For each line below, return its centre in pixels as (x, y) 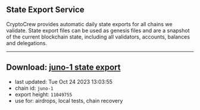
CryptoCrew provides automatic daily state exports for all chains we (89, 24)
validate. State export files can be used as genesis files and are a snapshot (98, 30)
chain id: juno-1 (34, 88)
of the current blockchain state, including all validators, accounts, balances (98, 37)
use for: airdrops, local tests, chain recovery (69, 100)
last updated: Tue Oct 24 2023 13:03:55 (64, 81)
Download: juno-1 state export (63, 67)
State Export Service (45, 10)
